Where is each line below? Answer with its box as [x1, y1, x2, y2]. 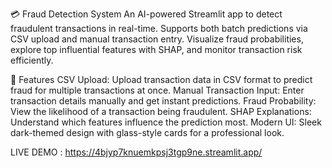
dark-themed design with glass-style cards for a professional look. [10, 127, 285, 138]
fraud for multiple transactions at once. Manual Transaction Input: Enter [10, 84, 305, 96]
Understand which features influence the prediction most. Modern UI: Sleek [10, 116, 322, 128]
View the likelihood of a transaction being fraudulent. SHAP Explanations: [10, 106, 312, 117]
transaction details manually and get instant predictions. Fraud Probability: [10, 95, 317, 107]
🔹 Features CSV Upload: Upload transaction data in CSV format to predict [10, 74, 313, 85]
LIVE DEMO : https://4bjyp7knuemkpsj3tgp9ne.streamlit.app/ [10, 146, 263, 158]
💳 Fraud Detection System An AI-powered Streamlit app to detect [10, 8, 283, 20]
